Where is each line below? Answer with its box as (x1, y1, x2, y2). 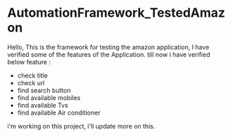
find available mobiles (17, 93, 81, 102)
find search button (17, 86, 71, 94)
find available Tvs (17, 101, 69, 109)
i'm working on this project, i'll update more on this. (7, 122, 156, 130)
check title (17, 71, 48, 80)
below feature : (7, 57, 51, 66)
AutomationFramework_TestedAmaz (7, 5, 226, 21)
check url (17, 78, 46, 87)
